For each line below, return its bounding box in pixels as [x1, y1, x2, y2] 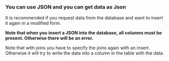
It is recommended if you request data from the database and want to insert [5, 15, 163, 21]
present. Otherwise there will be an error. [5, 35, 94, 41]
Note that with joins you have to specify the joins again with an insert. [5, 45, 150, 51]
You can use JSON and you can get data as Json [5, 3, 126, 10]
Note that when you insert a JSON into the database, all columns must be [5, 30, 162, 36]
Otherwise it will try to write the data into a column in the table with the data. [5, 50, 164, 56]
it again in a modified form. [5, 20, 62, 26]
